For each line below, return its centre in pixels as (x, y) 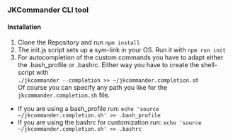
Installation (24, 27)
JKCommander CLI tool (48, 10)
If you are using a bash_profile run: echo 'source (88, 109)
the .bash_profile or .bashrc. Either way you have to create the (108, 65)
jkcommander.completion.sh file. (63, 95)
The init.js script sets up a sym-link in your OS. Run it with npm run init (122, 50)
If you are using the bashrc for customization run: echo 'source (109, 122)
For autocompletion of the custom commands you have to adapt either (120, 57)
